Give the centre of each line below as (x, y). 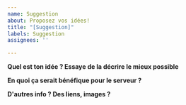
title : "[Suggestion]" (41, 27)
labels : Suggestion (36, 34)
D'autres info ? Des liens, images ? (59, 94)
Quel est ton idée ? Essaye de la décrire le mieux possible (93, 67)
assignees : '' (28, 40)
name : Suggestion (33, 14)
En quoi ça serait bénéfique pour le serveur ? (75, 81)
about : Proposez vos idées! (49, 21)
